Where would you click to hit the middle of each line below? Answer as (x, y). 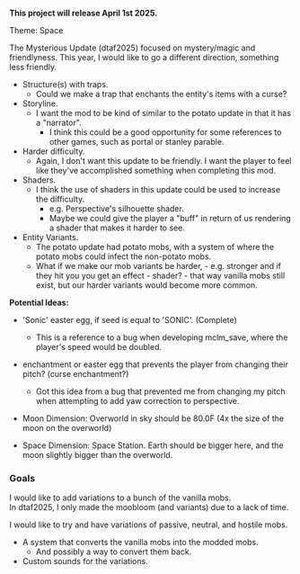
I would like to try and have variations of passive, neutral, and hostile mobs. (149, 525)
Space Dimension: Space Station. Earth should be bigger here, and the (153, 445)
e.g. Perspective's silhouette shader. (116, 209)
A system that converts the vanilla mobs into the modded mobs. (140, 543)
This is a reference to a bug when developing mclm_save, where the (162, 337)
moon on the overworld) (67, 428)
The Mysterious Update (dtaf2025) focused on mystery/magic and (132, 48)
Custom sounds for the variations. (85, 561)
